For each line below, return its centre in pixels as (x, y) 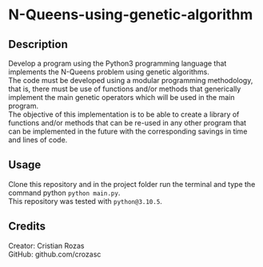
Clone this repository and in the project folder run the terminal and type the (132, 184)
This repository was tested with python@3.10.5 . (85, 201)
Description (38, 44)
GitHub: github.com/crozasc (55, 254)
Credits (27, 227)
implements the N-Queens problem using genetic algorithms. (109, 72)
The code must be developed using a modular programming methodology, (131, 80)
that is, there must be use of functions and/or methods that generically (125, 89)
